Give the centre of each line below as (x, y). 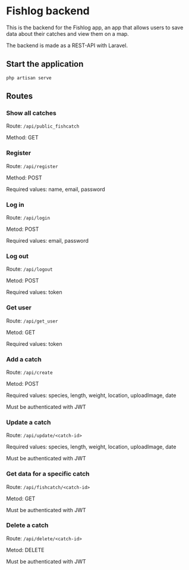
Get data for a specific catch (48, 474)
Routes (20, 96)
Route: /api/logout (29, 269)
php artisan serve (29, 78)
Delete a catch (27, 525)
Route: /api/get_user (32, 321)
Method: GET (22, 138)
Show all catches (31, 113)
